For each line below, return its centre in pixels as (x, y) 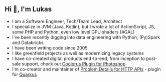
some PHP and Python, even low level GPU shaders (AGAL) (73, 32)
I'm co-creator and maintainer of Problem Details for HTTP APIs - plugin (86, 69)
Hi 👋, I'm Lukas (28, 9)
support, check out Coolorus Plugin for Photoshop (74, 63)
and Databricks (28, 42)
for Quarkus (24, 74)
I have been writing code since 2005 (50, 47)
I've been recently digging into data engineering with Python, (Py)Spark (86, 37)
